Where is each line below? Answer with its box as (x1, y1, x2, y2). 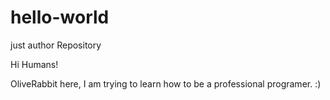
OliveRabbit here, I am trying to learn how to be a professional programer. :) (10, 77, 322, 90)
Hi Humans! (10, 58, 59, 70)
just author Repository (10, 39, 102, 51)
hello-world (10, 6, 110, 29)
